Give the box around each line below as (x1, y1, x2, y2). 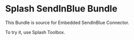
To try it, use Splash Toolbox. (5, 29, 65, 35)
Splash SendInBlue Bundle (5, 3, 118, 14)
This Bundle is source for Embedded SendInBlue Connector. (5, 19, 129, 25)
